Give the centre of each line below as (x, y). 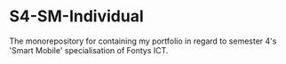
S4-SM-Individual (76, 16)
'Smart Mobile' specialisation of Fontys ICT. (89, 50)
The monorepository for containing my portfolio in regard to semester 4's (143, 41)
